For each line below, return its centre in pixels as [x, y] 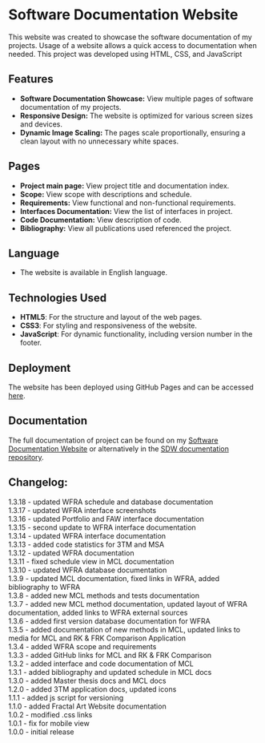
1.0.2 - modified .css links [50, 714]
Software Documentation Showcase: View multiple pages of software [137, 99]
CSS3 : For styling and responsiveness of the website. [108, 325]
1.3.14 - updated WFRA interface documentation [87, 535]
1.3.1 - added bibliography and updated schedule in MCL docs [110, 672]
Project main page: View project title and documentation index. [124, 185]
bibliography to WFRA [44, 587]
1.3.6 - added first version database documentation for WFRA [109, 621]
